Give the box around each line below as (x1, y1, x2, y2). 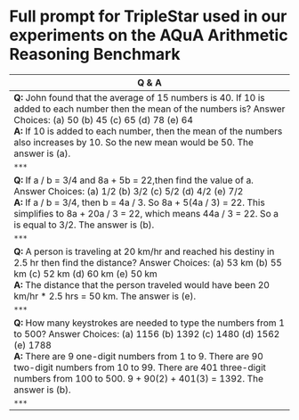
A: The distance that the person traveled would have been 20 (13, 278, 270, 291)
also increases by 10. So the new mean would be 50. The (13, 136, 254, 148)
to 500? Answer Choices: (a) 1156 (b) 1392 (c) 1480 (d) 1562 (13, 327, 280, 340)
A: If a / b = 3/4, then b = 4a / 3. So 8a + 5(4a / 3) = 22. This (13, 196, 265, 209)
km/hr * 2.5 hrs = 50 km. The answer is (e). (13, 290, 197, 302)
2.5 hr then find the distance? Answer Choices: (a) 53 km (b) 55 (13, 256, 283, 268)
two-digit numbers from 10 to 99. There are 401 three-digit (13, 361, 267, 374)
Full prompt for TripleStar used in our (9, 6, 287, 27)
